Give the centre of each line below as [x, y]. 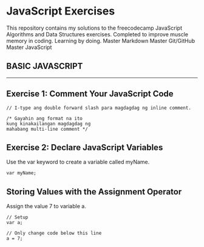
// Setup [17, 217]
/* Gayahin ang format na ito [45, 118]
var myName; [21, 173]
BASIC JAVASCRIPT [45, 66]
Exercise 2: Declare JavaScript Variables [85, 147]
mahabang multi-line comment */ [47, 129]
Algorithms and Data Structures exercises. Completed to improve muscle [97, 34]
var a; [15, 223]
